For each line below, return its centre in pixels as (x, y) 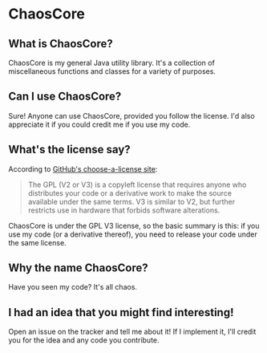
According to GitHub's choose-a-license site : (83, 168)
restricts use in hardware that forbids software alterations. (124, 210)
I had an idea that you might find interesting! (121, 312)
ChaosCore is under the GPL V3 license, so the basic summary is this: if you (134, 225)
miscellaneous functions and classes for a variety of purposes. (112, 71)
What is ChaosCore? (61, 44)
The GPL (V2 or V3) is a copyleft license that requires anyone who (137, 185)
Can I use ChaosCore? (65, 97)
